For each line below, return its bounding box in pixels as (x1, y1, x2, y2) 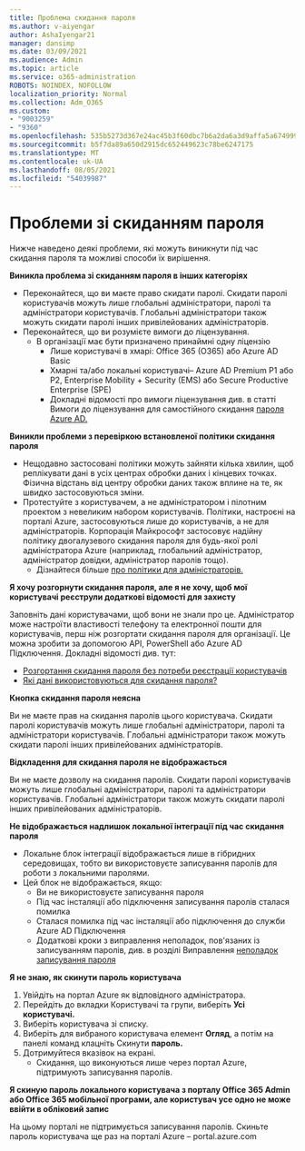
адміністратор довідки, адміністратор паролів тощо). (22, 555, 229, 566)
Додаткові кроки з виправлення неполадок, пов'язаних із (35, 935, 261, 946)
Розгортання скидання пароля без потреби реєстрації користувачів (22, 665, 288, 677)
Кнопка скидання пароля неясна (9, 692, 141, 704)
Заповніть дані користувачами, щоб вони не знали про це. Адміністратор (9, 610, 295, 620)
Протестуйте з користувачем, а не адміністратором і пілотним (22, 497, 268, 508)
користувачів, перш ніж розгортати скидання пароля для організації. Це (9, 629, 290, 640)
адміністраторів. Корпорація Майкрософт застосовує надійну (22, 526, 263, 537)
